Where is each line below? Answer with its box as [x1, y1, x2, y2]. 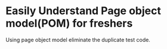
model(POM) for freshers [5, 17, 133, 30]
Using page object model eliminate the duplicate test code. [5, 36, 150, 43]
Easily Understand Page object [5, 4, 162, 18]
